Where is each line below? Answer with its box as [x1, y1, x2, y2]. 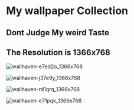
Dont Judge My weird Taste [6, 28, 109, 38]
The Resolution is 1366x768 [6, 47, 111, 57]
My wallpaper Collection [6, 4, 129, 18]
